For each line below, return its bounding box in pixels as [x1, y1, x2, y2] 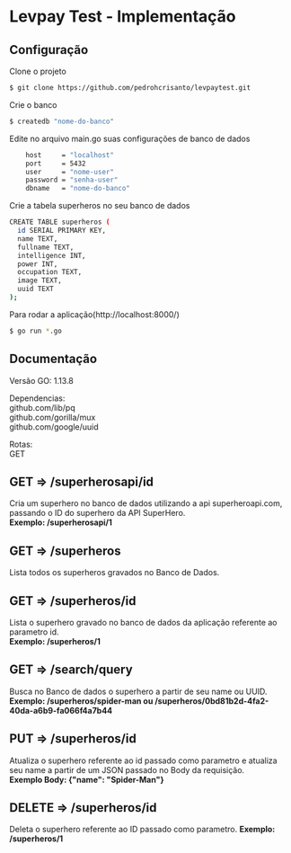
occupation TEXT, [17, 268, 83, 277]
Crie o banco [9, 99, 57, 110]
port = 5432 [25, 159, 87, 168]
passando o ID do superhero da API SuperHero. [9, 508, 186, 519]
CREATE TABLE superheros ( [9, 218, 110, 227]
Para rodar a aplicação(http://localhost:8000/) [9, 308, 180, 320]
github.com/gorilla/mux [9, 412, 96, 422]
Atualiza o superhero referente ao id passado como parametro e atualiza [9, 755, 278, 766]
